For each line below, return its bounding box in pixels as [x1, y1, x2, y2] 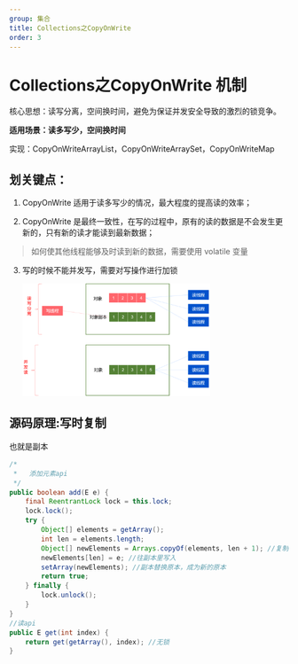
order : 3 [9, 33, 42, 42]
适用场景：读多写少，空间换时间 [9, 125, 126, 136]
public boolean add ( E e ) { [9, 488, 109, 496]
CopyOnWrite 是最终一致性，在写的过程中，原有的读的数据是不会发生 [21, 216, 276, 227]
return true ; [41, 572, 90, 581]
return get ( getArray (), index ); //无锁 [25, 637, 170, 646]
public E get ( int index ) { [9, 628, 109, 637]
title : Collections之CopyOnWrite [9, 23, 131, 33]
